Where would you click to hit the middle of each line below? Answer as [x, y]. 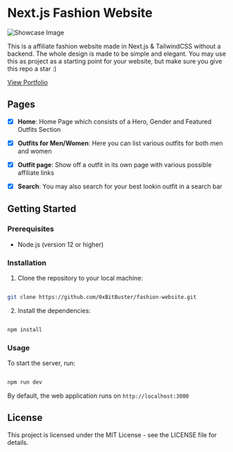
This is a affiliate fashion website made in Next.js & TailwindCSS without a [114, 46]
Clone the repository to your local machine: [80, 278]
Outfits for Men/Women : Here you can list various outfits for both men [120, 143]
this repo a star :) [32, 68]
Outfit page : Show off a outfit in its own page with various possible [115, 164]
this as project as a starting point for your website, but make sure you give [115, 61]
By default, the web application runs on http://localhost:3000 [98, 396]
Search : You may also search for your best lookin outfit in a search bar [120, 186]
